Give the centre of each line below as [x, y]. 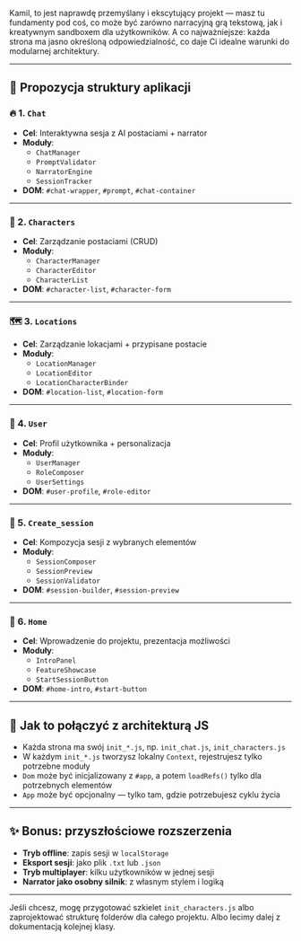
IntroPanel [56, 661]
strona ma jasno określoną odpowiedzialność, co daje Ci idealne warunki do [149, 41]
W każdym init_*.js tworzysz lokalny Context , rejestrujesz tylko [142, 756]
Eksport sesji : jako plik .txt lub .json [91, 862]
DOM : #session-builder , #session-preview [100, 589]
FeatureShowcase [66, 671]
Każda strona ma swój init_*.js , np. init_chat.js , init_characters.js [154, 747]
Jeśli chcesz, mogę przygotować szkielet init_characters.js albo [132, 907]
